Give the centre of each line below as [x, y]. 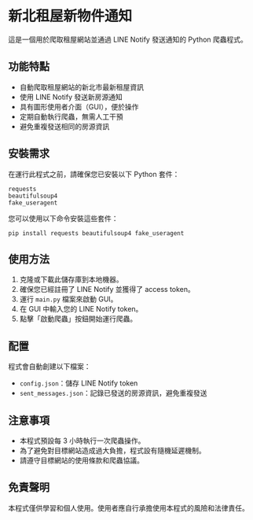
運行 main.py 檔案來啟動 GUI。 [68, 299]
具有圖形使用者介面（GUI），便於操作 [79, 106]
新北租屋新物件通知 [70, 16]
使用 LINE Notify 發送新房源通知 [71, 97]
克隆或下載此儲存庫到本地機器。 [71, 279]
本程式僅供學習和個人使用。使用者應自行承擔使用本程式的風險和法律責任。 [128, 507]
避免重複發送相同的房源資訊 [64, 126]
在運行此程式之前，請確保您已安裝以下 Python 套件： [94, 174]
